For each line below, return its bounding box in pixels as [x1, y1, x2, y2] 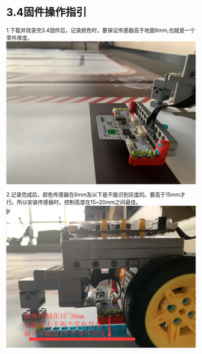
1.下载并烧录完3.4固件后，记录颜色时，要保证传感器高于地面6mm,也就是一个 [6, 27, 195, 34]
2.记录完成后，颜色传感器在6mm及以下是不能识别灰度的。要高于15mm [6, 191, 180, 198]
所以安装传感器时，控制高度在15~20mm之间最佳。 [16, 198, 141, 206]
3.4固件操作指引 [6, 5, 87, 19]
